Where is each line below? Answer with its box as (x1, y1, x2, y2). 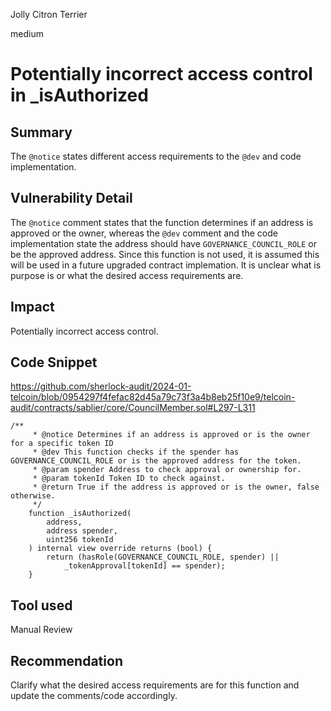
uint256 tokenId (46, 535, 114, 545)
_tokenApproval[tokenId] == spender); (63, 561, 226, 571)
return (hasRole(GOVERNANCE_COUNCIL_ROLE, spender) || (46, 552, 280, 563)
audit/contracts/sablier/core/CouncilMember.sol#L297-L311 (10, 402, 256, 414)
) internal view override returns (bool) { (28, 544, 213, 554)
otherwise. (10, 491, 56, 501)
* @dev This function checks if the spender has (32, 447, 240, 458)
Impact (10, 299, 55, 316)
